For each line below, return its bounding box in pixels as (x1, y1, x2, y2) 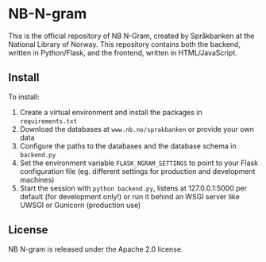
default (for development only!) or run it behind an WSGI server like (19, 191, 240, 201)
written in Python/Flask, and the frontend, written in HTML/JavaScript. (8, 48, 237, 57)
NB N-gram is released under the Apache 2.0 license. (8, 244, 183, 254)
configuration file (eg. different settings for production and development (19, 166, 256, 175)
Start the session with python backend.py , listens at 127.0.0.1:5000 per (19, 183, 248, 193)
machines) (19, 175, 55, 184)
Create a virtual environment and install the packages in (19, 107, 202, 117)
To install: (8, 92, 40, 102)
